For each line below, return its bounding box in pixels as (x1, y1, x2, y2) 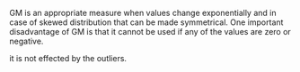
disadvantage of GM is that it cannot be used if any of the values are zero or (9, 27, 292, 36)
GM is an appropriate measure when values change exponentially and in (9, 8, 277, 18)
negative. (9, 36, 44, 46)
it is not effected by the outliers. (9, 53, 128, 63)
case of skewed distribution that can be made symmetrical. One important (9, 17, 284, 28)
